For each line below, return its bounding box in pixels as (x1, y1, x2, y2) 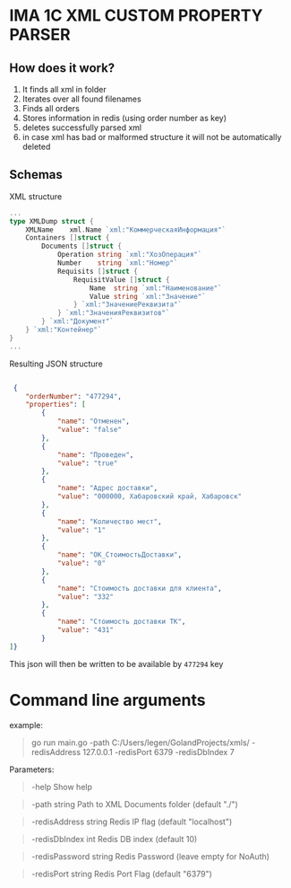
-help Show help (30, 781, 92, 792)
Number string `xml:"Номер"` (56, 259, 178, 268)
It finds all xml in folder (21, 84, 107, 94)
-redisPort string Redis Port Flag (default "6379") (30, 868, 213, 879)
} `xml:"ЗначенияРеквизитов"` (56, 309, 170, 318)
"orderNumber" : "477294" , (25, 391, 123, 400)
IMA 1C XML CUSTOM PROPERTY (9, 5, 263, 26)
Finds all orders (21, 103, 81, 113)
